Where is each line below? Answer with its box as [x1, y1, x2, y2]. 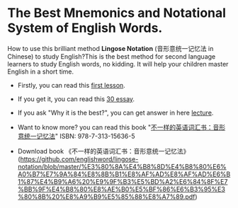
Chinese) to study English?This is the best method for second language [7, 52, 216, 61]
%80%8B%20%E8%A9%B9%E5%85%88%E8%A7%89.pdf [17, 192, 195, 201]
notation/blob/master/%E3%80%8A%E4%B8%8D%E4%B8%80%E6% [17, 162, 227, 171]
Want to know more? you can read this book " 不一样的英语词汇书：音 [17, 122, 220, 132]
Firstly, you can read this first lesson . [17, 81, 125, 89]
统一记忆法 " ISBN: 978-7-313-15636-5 [23, 132, 135, 140]
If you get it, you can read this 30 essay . [17, 94, 135, 103]
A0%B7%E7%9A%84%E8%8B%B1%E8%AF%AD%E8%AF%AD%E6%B [17, 170, 231, 178]
